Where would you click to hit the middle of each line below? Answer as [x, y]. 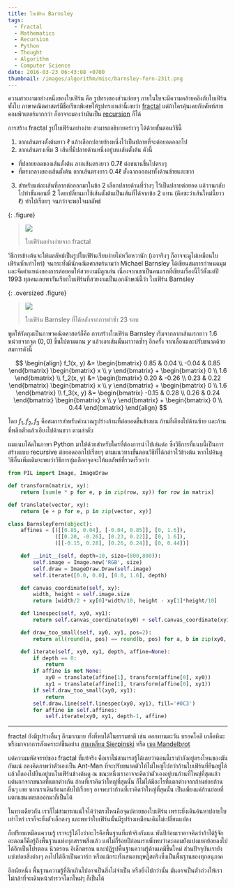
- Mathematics [35, 33]
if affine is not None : [67, 671]
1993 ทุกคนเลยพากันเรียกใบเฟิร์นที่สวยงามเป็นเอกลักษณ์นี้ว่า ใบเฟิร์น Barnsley [101, 279]
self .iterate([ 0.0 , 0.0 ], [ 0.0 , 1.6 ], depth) [100, 575]
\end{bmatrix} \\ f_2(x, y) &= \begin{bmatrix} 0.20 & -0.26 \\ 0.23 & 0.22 [118, 378]
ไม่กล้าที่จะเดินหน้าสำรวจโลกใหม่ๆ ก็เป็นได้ [56, 879]
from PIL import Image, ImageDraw [58, 473]
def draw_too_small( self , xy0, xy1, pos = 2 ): [86, 632]
